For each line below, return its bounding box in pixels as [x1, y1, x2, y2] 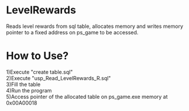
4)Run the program [6, 87, 52, 94]
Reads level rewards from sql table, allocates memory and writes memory [6, 23, 183, 30]
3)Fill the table [6, 81, 41, 88]
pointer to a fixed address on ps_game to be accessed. [6, 28, 139, 35]
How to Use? [6, 49, 69, 63]
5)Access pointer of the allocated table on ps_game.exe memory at [6, 93, 168, 100]
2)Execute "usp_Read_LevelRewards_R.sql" [6, 74, 111, 81]
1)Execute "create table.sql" [6, 68, 73, 76]
